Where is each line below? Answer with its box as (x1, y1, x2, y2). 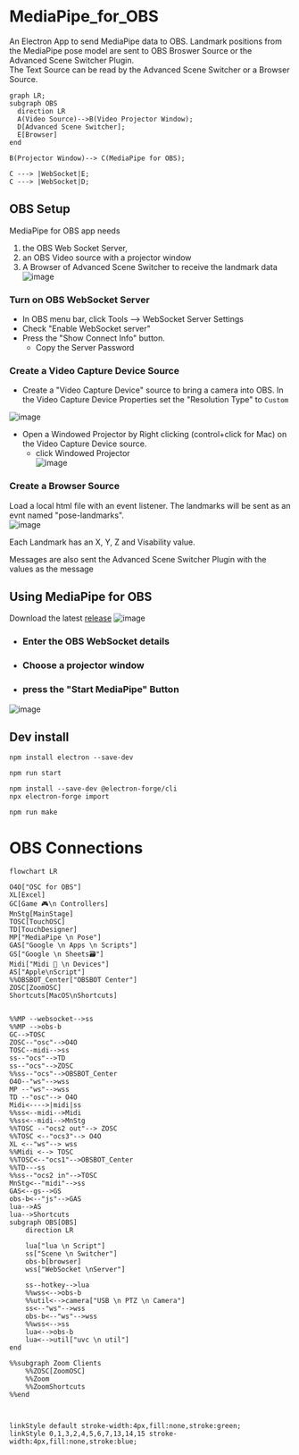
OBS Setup (9, 201, 71, 216)
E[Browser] (17, 130, 58, 140)
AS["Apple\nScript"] (9, 968, 87, 977)
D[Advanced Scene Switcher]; (17, 123, 126, 131)
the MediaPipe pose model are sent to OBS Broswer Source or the (9, 45, 253, 55)
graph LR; (9, 91, 46, 100)
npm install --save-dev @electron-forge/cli (9, 784, 178, 793)
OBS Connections (9, 838, 144, 858)
